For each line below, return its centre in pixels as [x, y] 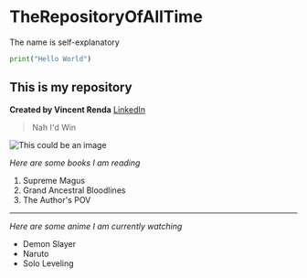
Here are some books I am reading [75, 163]
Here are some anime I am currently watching [96, 226]
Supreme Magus [53, 180]
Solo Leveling [48, 263]
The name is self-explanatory [65, 42]
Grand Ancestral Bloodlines [74, 190]
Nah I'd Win [54, 127]
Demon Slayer [49, 243]
